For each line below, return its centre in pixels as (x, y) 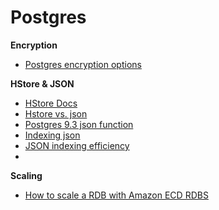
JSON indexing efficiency (77, 145)
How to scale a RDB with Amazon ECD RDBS (116, 195)
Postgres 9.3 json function (79, 124)
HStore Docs (51, 103)
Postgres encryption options (83, 64)
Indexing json (52, 135)
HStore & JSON (42, 83)
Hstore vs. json (56, 113)
